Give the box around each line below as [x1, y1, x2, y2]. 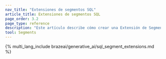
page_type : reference [5, 21, 50, 26]
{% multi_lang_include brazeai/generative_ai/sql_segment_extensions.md [5, 44, 155, 49]
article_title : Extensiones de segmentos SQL [5, 12, 100, 17]
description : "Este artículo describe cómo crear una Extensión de [5, 26, 147, 30]
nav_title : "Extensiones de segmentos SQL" [5, 7, 96, 12]
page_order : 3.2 [5, 16, 39, 21]
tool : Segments [5, 30, 37, 35]
